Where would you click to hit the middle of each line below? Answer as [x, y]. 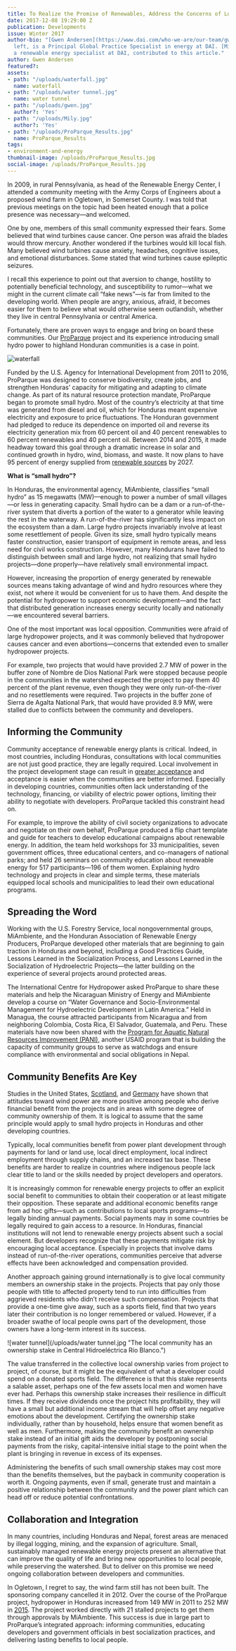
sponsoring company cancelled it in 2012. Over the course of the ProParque [117, 1595]
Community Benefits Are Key [72, 1077]
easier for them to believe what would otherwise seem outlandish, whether [115, 309]
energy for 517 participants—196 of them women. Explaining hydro [104, 867]
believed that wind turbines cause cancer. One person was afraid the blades [118, 235]
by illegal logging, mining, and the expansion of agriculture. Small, [103, 1544]
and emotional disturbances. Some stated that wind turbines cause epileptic [118, 258]
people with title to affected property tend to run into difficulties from [107, 1292]
